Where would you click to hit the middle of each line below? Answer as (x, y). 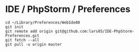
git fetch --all (22, 40)
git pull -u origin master (34, 44)
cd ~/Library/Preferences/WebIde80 (43, 22)
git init (14, 27)
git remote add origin (29, 31)
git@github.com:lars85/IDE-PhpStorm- (95, 31)
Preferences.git (22, 35)
